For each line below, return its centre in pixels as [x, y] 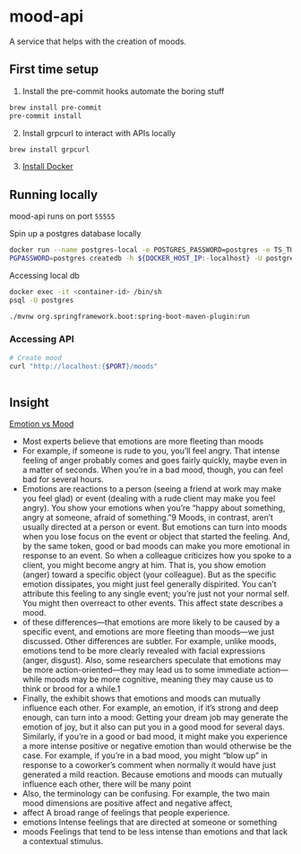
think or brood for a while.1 [71, 689]
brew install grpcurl [50, 150]
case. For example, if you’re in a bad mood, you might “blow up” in [145, 755]
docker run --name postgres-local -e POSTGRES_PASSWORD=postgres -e [140, 250]
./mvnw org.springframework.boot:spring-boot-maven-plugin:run [130, 316]
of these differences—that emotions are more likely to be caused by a [151, 622]
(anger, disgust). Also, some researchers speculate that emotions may [152, 660]
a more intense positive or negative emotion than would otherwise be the [157, 746]
